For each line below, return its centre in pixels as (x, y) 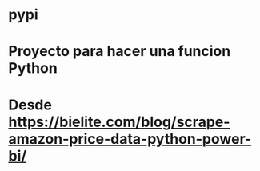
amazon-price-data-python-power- (130, 139)
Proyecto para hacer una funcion (120, 52)
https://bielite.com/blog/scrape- (119, 122)
